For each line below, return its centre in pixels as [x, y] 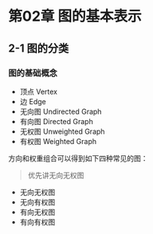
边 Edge [33, 101]
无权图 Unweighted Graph [62, 131]
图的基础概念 [33, 72]
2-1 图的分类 [39, 48]
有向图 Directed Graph [56, 121]
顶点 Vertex [39, 92]
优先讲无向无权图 [56, 175]
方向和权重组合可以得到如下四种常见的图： [78, 158]
